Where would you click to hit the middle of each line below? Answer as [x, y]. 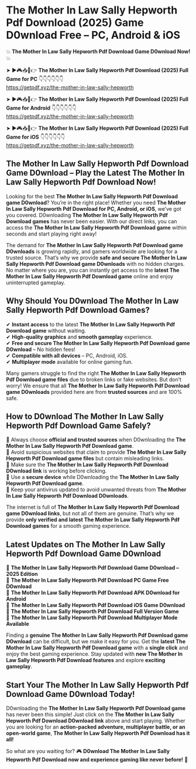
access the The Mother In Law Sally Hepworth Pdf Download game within [97, 227]
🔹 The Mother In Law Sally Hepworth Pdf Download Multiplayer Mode [92, 618]
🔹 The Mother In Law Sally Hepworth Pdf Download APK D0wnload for [93, 593]
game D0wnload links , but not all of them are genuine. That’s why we [90, 514]
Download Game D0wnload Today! [71, 694]
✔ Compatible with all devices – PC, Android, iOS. [67, 355]
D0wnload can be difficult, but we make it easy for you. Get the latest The [96, 642]
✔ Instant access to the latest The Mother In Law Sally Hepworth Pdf [91, 324]
